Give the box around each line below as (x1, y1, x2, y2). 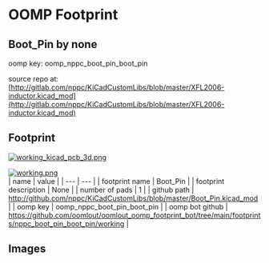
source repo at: (8, 74, 58, 83)
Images (8, 242, 46, 256)
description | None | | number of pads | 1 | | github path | (8, 185, 195, 194)
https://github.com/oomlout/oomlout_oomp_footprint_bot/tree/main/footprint (8, 210, 261, 220)
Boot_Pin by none (8, 38, 98, 51)
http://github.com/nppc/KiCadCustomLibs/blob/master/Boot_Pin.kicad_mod (8, 193, 259, 203)
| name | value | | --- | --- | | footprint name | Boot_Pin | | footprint (8, 176, 225, 185)
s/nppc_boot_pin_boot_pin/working (8, 218, 125, 229)
